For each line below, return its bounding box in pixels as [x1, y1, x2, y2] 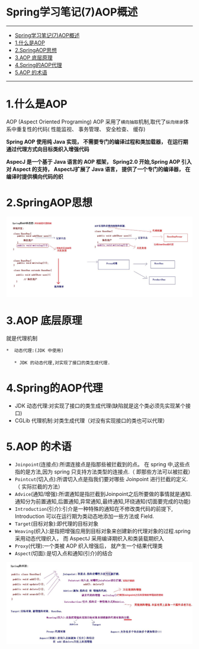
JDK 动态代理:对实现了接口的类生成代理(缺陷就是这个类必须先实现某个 [14, 402, 186, 409]
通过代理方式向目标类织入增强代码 [6, 145, 89, 152]
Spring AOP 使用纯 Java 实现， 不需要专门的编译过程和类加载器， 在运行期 [6, 138, 188, 145]
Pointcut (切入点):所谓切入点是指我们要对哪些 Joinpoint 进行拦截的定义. [14, 475, 188, 482]
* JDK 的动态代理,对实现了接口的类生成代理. [14, 360, 111, 365]
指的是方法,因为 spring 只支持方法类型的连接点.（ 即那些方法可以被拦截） [14, 468, 194, 475]
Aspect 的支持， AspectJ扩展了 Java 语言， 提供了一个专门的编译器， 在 [12, 166, 191, 173]
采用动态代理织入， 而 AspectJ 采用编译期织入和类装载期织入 [14, 535, 164, 542]
